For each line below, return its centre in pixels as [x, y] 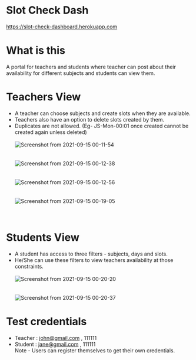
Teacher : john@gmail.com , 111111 [56, 338]
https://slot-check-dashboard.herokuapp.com [62, 27]
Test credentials [46, 321]
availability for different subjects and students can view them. [81, 73]
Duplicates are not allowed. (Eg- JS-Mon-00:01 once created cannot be [102, 126]
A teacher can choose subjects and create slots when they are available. [103, 113]
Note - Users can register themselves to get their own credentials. [95, 350]
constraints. [29, 266]
